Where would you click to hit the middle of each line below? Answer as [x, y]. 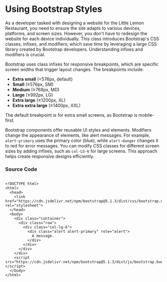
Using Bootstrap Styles [54, 9]
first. [10, 120]
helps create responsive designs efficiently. [50, 156]
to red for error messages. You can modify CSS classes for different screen [82, 145]
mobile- [146, 115]
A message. [43, 236]
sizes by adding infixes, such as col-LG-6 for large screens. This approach [81, 151]
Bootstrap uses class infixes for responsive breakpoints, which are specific [82, 64]
